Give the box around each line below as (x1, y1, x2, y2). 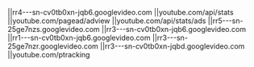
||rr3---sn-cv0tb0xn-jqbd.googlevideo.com (99, 41, 245, 51)
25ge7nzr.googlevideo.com (7, 41, 98, 51)
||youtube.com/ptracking (7, 50, 90, 59)
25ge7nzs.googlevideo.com (7, 25, 100, 33)
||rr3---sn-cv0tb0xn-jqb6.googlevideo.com (101, 25, 247, 33)
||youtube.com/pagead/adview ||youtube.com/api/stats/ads (7, 16, 206, 26)
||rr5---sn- (207, 16, 244, 26)
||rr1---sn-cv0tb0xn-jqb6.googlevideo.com (7, 33, 151, 42)
